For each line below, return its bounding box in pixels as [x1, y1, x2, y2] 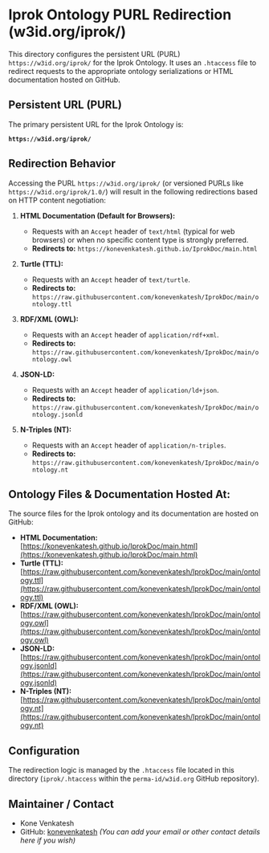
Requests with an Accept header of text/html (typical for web [31, 227, 235, 236]
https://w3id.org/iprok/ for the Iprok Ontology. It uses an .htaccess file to [8, 58, 257, 67]
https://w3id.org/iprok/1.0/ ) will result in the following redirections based [8, 186, 259, 196]
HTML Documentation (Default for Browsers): [19, 210, 175, 220]
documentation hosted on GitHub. [8, 75, 120, 84]
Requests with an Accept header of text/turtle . [31, 275, 191, 284]
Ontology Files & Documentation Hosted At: [8, 488, 230, 501]
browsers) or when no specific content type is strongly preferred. [31, 235, 249, 244]
